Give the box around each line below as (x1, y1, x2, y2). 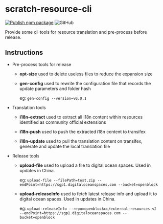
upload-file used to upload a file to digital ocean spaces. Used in (19, 162, 151, 168)
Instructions (5, 48, 43, 57)
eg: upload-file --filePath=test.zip (19, 177, 95, 183)
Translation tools (12, 104, 46, 111)
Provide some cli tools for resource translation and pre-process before (5, 29, 147, 35)
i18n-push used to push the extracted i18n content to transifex (19, 129, 146, 134)
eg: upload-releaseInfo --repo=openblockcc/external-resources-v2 (19, 205, 157, 211)
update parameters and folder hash (19, 86, 91, 91)
